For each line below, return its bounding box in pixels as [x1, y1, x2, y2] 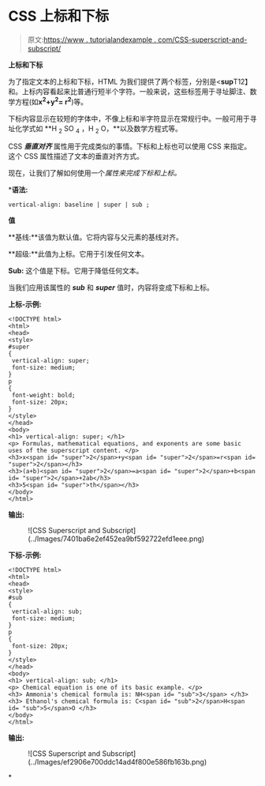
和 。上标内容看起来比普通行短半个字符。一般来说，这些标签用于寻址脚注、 [8, 86, 250, 96]
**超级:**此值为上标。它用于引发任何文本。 [8, 250, 149, 259]
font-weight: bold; [11, 392, 77, 400]
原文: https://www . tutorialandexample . [27, 35, 156, 44]
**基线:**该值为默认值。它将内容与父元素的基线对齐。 [8, 232, 184, 242]
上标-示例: [8, 299, 42, 309]
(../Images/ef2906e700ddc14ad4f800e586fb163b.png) [28, 758, 207, 767]
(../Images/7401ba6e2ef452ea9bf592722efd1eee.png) [28, 534, 205, 543]
